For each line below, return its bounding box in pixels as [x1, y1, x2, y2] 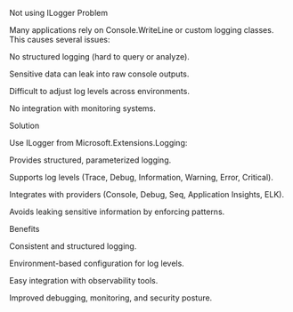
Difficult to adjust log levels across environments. [9, 86, 190, 96]
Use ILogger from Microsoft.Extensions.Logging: [9, 138, 188, 148]
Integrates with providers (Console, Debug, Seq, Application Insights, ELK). [9, 189, 285, 199]
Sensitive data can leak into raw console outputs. [9, 68, 190, 79]
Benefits [9, 224, 40, 234]
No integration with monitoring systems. [9, 103, 156, 114]
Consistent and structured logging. [9, 241, 137, 252]
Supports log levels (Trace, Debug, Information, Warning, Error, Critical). [9, 172, 273, 182]
